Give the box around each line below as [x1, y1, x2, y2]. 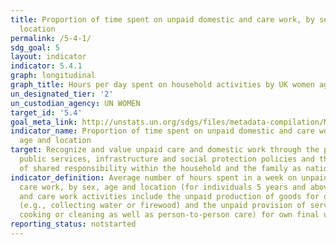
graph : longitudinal [10, 71, 97, 81]
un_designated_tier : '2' [10, 89, 114, 99]
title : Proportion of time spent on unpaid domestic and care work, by [10, 14, 315, 25]
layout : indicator [10, 52, 87, 62]
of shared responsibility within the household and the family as [19, 163, 302, 173]
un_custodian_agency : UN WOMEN [10, 98, 141, 108]
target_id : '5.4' [10, 107, 83, 118]
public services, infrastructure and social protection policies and [19, 154, 315, 164]
